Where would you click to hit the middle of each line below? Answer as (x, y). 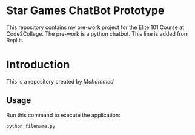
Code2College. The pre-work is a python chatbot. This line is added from (97, 33)
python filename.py (31, 126)
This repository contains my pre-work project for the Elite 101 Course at (95, 27)
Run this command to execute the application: (63, 115)
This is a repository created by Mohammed (60, 81)
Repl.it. (15, 40)
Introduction (38, 65)
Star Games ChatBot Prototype (85, 11)
